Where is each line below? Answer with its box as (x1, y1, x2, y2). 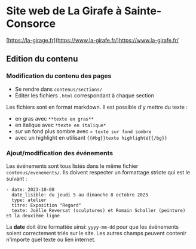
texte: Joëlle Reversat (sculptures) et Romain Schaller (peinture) (11, 207, 186, 213)
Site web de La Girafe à (6, 4, 122, 18)
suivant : (6, 175, 27, 182)
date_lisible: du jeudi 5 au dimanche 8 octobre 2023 (11, 192, 148, 198)
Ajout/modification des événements (6, 149, 114, 157)
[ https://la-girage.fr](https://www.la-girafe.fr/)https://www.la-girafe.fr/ (6, 36, 179, 44)
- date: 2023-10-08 (6, 186, 55, 192)
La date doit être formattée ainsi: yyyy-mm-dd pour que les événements (6, 223, 179, 230)
